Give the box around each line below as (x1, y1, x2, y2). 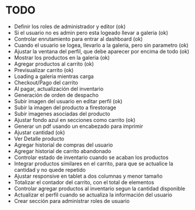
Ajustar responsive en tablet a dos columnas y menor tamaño (14, 172, 163, 179)
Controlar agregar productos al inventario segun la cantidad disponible (14, 185, 186, 192)
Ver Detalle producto (14, 135, 65, 142)
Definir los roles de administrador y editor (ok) (14, 23, 126, 30)
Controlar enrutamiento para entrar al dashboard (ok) (14, 35, 143, 42)
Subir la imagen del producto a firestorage (14, 104, 117, 111)
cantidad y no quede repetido (14, 166, 86, 173)
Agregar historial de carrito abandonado (14, 147, 112, 154)
